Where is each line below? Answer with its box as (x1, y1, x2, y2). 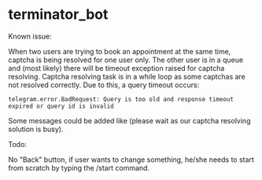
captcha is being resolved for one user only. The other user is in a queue (8, 55, 244, 64)
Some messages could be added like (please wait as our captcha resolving (8, 116, 251, 125)
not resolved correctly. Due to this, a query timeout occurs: (8, 80, 200, 90)
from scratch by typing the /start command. (8, 163, 150, 172)
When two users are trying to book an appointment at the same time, (8, 46, 231, 56)
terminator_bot (8, 6, 109, 24)
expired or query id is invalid (8, 102, 114, 110)
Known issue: (8, 31, 53, 41)
